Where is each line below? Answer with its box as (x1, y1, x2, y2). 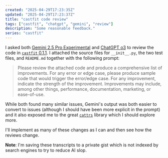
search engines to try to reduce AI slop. (5, 147, 87, 153)
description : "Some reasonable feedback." (5, 26, 95, 31)
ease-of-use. (17, 91, 45, 97)
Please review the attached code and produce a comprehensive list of (17, 65, 162, 71)
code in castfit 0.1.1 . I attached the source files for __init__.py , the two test (5, 50, 163, 56)
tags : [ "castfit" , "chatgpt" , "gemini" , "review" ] (5, 21, 113, 27)
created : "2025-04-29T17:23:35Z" (5, 7, 75, 13)
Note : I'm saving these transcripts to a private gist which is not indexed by (5, 142, 159, 148)
